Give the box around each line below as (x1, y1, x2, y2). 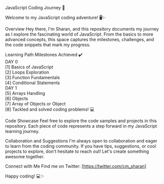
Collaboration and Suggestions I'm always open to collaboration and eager (5, 138, 158, 143)
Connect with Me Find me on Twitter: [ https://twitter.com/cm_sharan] (5, 163, 147, 169)
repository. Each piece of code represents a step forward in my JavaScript (5, 123, 157, 129)
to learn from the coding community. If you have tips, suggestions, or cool (5, 143, 156, 149)
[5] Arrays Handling (5, 91, 46, 96)
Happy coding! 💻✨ (5, 173, 45, 179)
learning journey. (5, 129, 40, 134)
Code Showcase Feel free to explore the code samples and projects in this (5, 118, 157, 124)
